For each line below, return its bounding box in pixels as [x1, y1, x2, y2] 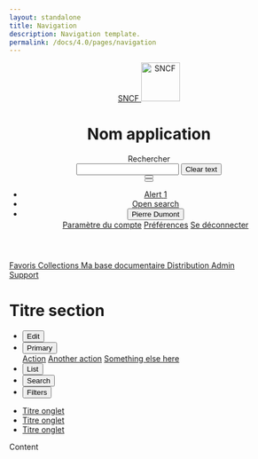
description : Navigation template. [9, 29, 141, 38]
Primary [26, 344, 53, 353]
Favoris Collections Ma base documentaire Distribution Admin [9, 260, 235, 271]
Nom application [87, 124, 211, 145]
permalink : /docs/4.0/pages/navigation [9, 37, 157, 47]
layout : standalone [9, 12, 82, 22]
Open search [131, 199, 180, 210]
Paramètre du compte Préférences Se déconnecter [62, 219, 249, 231]
